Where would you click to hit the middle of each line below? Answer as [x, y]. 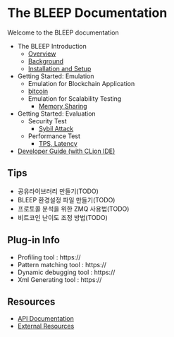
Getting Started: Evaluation [57, 114]
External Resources [46, 326]
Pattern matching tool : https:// [62, 264]
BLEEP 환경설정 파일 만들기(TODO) [66, 200]
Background [46, 61]
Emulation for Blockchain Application [81, 83]
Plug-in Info [33, 240]
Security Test [47, 121]
